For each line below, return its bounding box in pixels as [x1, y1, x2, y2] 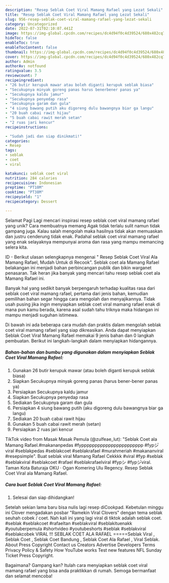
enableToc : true [5, 40, 39, 45]
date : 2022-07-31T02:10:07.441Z [5, 26, 73, 31]
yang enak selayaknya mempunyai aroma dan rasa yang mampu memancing [5, 239, 164, 245]
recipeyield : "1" [5, 195, 42, 200]
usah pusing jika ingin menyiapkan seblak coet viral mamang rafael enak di [5, 301, 160, 307]
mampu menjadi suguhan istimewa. [5, 312, 79, 318]
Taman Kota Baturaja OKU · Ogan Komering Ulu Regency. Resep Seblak [5, 464, 153, 471]
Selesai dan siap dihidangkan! [12, 494, 74, 500]
